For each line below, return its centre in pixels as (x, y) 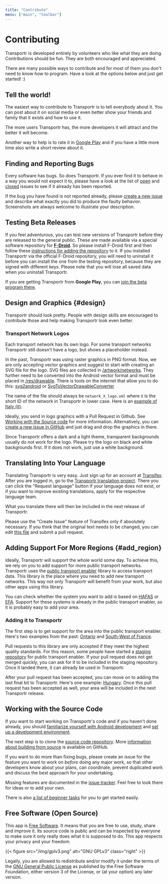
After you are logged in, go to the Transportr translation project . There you (82, 480)
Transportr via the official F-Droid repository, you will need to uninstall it (79, 256)
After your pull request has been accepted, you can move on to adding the (82, 677)
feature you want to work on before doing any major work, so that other (79, 762)
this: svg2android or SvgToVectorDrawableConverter (60, 386)
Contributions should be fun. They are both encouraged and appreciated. (81, 59)
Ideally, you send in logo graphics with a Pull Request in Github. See (75, 416)
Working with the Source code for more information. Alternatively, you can (82, 421)
